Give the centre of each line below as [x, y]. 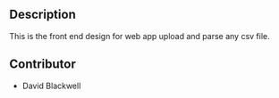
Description [42, 15]
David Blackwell [51, 86]
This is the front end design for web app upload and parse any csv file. [139, 36]
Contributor [42, 65]
